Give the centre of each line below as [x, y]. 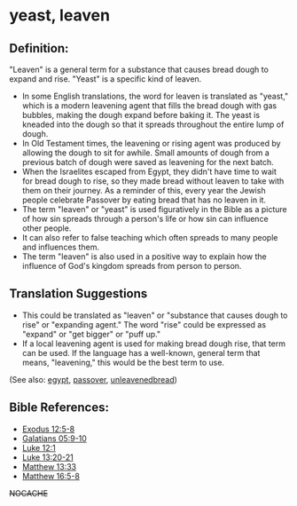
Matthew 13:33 [49, 466]
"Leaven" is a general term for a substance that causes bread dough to [139, 69]
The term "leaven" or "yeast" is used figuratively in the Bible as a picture [154, 209]
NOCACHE [29, 493]
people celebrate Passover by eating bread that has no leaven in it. [144, 200]
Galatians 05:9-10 [54, 438]
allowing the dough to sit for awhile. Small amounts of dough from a [146, 153]
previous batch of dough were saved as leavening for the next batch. [148, 162]
